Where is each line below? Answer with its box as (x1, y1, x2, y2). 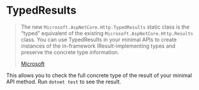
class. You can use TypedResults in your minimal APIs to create (20, 36, 177, 43)
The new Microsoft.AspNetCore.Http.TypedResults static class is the (20, 23, 190, 30)
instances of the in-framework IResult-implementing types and (20, 42, 176, 49)
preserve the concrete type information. (20, 48, 120, 55)
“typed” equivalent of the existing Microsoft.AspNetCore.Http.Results (20, 29, 194, 36)
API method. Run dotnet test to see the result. (6, 78, 121, 85)
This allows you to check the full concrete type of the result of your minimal (6, 72, 192, 79)
